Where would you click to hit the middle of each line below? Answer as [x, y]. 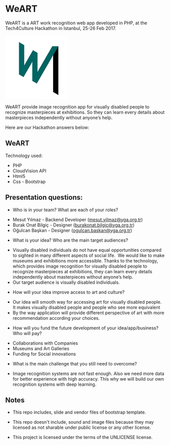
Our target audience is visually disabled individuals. [66, 282]
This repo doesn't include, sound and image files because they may [83, 422]
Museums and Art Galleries [41, 348]
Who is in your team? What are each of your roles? [65, 210]
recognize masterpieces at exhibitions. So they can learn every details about [85, 112]
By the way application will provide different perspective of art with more [88, 313]
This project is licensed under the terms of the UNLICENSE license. [82, 437]
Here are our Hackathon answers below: [47, 127]
